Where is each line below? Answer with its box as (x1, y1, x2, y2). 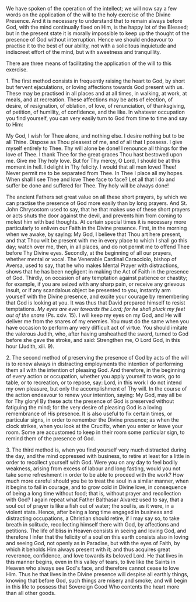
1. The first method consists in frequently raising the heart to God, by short (6, 77, 185, 84)
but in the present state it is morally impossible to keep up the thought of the (6, 30, 190, 37)
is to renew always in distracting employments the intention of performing (6, 360, 184, 367)
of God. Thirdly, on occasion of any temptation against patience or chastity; (6, 275, 188, 281)
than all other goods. (6, 590, 56, 596)
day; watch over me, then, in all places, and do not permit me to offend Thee (6, 243, 190, 250)
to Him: (6, 121, 23, 128)
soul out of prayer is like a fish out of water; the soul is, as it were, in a (6, 502, 174, 509)
